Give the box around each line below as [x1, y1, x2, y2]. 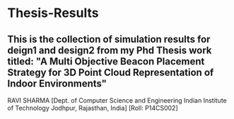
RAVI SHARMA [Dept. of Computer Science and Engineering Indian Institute [7, 96, 228, 104]
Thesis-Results [7, 5, 99, 21]
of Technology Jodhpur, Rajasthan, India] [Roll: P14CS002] [7, 104, 178, 112]
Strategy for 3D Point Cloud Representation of [7, 66, 214, 79]
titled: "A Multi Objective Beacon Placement [7, 55, 205, 67]
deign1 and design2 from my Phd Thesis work [7, 44, 212, 56]
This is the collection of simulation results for [7, 33, 211, 45]
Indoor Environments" [7, 77, 107, 89]
